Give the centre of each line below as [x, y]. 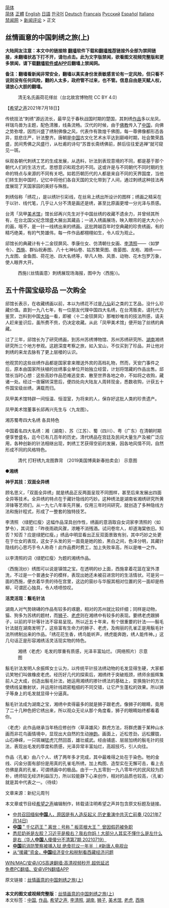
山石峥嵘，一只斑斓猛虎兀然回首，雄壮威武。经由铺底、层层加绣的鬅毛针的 [82, 740]
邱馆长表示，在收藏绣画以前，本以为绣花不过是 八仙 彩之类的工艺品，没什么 [82, 303]
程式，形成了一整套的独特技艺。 [56, 511]
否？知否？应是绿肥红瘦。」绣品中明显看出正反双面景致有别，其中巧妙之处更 [83, 535]
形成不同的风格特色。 [27, 449]
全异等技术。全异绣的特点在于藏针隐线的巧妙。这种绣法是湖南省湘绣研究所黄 [84, 499]
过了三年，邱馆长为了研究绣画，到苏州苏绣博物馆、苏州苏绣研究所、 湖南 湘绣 [84, 339]
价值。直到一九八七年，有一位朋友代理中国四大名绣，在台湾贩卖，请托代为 [87, 310]
